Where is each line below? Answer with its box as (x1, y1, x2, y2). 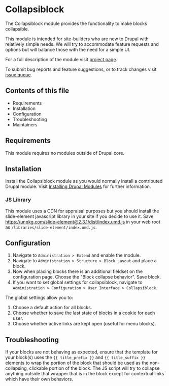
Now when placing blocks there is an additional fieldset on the (12, 268, 143, 274)
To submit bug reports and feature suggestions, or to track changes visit (5, 66, 157, 72)
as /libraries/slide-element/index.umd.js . (5, 224, 97, 230)
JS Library (5, 196, 31, 203)
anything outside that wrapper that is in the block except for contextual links (5, 371, 164, 377)
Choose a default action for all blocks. (12, 305, 92, 311)
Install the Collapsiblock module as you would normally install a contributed (5, 178, 163, 184)
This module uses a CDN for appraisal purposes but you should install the (5, 208, 159, 214)
